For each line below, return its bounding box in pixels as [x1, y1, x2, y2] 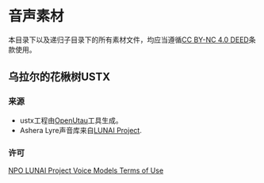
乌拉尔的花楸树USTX [8, 71, 111, 84]
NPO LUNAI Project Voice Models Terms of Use [8, 166, 164, 175]
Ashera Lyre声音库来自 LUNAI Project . [19, 125, 143, 135]
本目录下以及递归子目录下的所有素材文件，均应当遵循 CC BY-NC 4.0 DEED [8, 35, 250, 44]
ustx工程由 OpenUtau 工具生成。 [19, 116, 123, 125]
